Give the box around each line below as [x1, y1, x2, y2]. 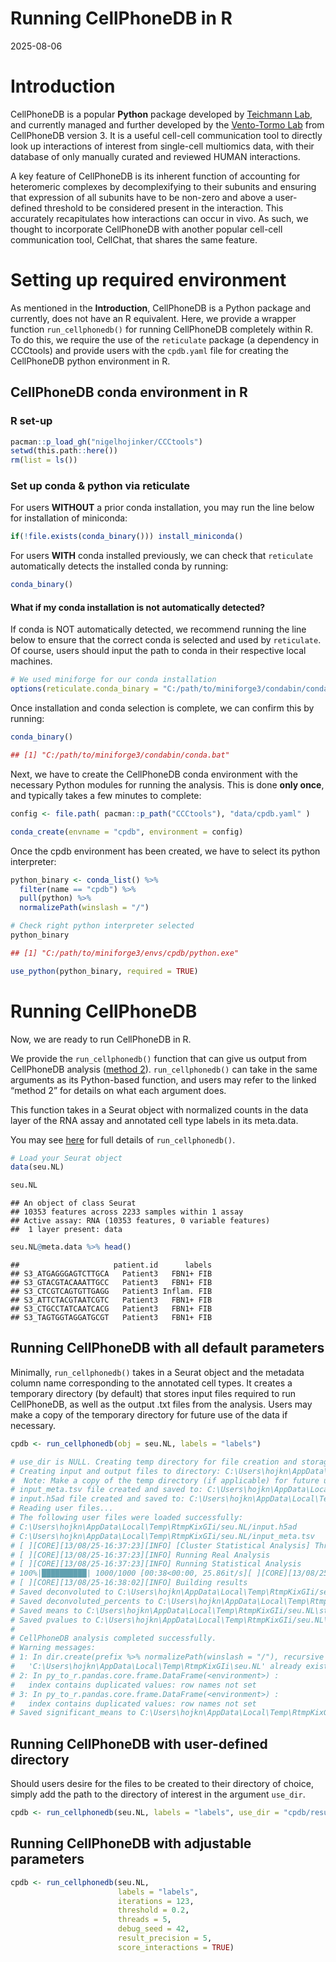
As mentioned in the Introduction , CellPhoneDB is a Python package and [10, 302, 312, 314]
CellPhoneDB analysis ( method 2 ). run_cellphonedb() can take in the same [10, 1063, 318, 1075]
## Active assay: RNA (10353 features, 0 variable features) [10, 1216, 271, 1226]
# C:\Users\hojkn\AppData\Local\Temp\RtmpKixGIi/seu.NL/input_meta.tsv [10, 1531, 315, 1541]
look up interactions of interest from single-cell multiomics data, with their [10, 140, 315, 152]
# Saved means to [10, 1605, 83, 1616]
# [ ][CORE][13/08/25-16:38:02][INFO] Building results [10, 1578, 248, 1588]
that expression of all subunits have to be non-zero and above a [10, 191, 273, 203]
